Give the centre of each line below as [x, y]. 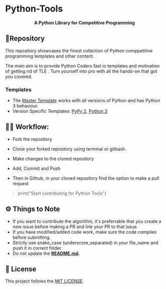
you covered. [19, 77]
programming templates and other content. [50, 56]
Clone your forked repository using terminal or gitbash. [69, 149]
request [20, 183]
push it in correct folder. [37, 248]
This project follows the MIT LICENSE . [45, 281]
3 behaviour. [25, 106]
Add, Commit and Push [36, 168]
